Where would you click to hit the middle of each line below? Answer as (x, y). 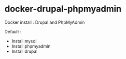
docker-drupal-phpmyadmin (63, 9)
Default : (13, 31)
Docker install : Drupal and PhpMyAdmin (45, 22)
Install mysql (24, 41)
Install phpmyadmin (31, 46)
